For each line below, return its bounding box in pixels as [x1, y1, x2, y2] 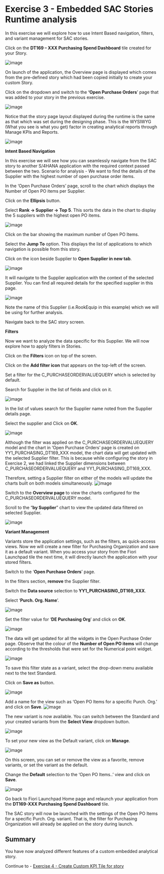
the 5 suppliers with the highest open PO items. [5, 212, 101, 218]
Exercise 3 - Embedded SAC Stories [5, 3, 154, 15]
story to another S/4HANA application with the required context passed [5, 163, 150, 169]
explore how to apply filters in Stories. [5, 343, 82, 349]
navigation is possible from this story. [5, 246, 81, 252]
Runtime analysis [5, 14, 77, 25]
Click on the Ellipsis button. [5, 198, 61, 204]
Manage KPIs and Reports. [5, 129, 59, 135]
